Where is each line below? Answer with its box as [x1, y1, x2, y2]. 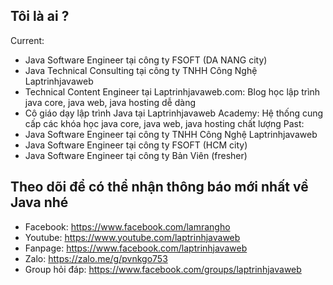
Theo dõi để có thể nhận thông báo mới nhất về [10, 179, 309, 196]
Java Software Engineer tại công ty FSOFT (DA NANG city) [24, 54, 268, 66]
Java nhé [10, 194, 69, 211]
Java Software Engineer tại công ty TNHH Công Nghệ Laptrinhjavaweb [24, 128, 318, 140]
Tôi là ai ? [10, 8, 70, 25]
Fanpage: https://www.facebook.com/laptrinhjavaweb [24, 242, 248, 254]
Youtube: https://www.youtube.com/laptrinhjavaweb [24, 231, 241, 243]
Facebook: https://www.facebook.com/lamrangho [24, 220, 231, 233]
